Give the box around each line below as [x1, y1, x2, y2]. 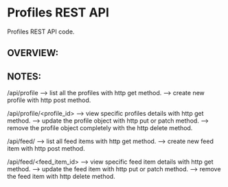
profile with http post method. [7, 96, 91, 104]
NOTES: [7, 71, 42, 82]
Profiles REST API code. [7, 27, 75, 36]
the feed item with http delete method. [7, 173, 115, 181]
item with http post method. [7, 145, 85, 153]
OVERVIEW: [7, 47, 59, 59]
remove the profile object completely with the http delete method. [7, 124, 193, 132]
